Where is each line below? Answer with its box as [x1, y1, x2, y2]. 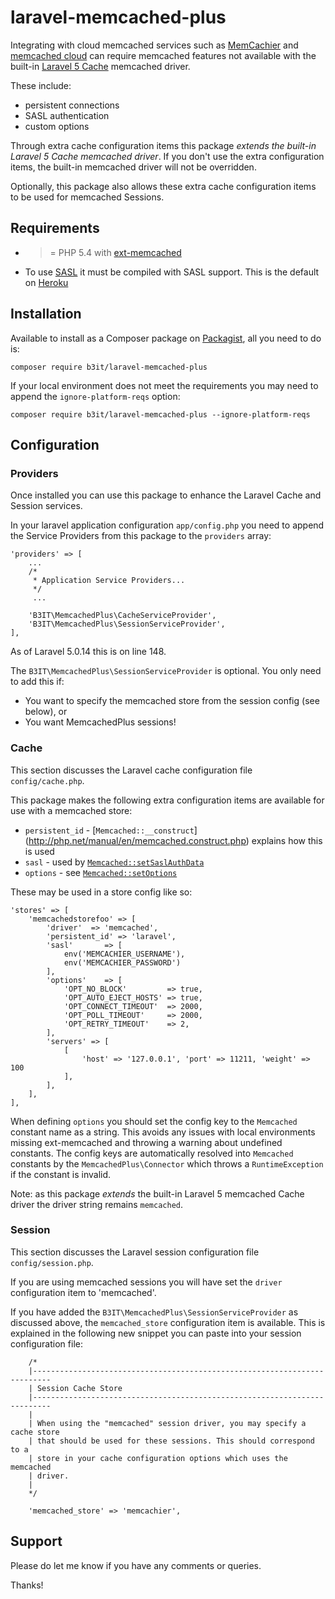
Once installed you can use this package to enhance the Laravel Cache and [10, 489, 322, 501]
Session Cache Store [36, 1383, 123, 1393]
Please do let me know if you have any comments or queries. [10, 1559, 262, 1571]
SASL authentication [24, 109, 110, 121]
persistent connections [24, 99, 120, 111]
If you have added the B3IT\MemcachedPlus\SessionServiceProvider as [10, 1306, 299, 1318]
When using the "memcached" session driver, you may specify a [36, 1418, 307, 1428]
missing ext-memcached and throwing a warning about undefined [10, 1136, 283, 1148]
